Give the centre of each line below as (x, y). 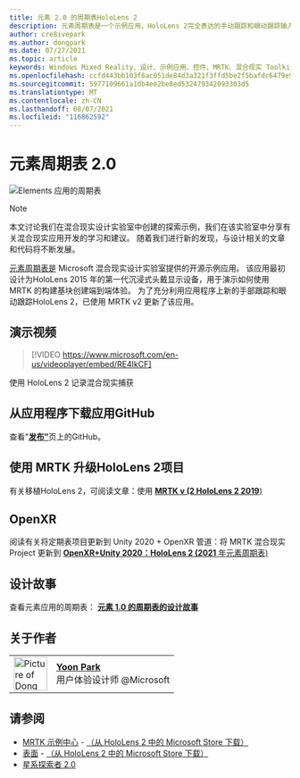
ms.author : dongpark (48, 42)
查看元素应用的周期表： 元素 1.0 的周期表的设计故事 (104, 607)
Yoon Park (79, 666)
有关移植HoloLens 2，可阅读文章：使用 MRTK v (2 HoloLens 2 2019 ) (136, 490)
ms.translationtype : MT (54, 92)
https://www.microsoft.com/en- (121, 355)
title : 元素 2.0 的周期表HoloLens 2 (73, 17)
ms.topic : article (43, 59)
